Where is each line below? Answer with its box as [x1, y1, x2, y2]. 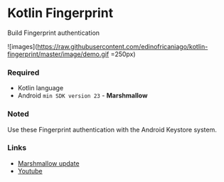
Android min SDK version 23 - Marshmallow [17, 91, 148, 100]
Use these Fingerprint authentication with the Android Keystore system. [7, 125, 217, 134]
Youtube [17, 166, 43, 175]
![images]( [7, 42, 38, 50]
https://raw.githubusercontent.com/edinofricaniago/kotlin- [37, 42, 208, 50]
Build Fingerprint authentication [7, 28, 100, 37]
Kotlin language [17, 84, 64, 92]
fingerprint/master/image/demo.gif [7, 50, 110, 58]
